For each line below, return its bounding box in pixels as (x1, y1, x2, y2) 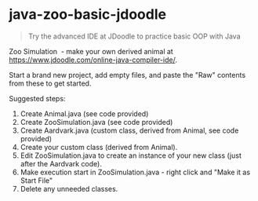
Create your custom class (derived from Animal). (20, 142, 178, 152)
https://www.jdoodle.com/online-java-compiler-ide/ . (9, 55, 177, 64)
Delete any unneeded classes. (20, 184, 118, 193)
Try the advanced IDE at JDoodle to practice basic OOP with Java (27, 31, 242, 41)
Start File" (20, 175, 53, 185)
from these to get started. (9, 79, 92, 88)
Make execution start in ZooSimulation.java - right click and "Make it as (20, 167, 250, 177)
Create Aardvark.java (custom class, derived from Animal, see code (20, 126, 239, 135)
